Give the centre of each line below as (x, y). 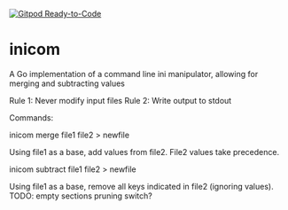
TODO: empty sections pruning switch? (81, 196)
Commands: (31, 117)
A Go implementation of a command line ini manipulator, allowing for (134, 74)
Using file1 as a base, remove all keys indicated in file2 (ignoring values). (141, 186)
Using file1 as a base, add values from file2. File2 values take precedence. (144, 152)
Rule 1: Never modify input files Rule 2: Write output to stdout (121, 100)
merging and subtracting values (67, 83)
